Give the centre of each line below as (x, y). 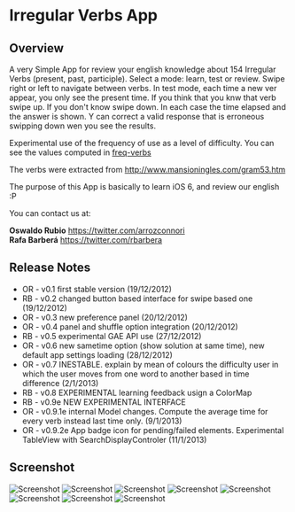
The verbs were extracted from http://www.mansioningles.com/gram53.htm (147, 170)
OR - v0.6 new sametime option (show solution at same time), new (143, 345)
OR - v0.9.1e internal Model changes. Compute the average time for (145, 411)
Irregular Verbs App (83, 16)
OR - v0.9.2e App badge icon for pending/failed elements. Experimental (153, 430)
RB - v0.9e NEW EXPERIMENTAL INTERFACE (104, 402)
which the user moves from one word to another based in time (136, 374)
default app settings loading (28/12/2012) (97, 354)
